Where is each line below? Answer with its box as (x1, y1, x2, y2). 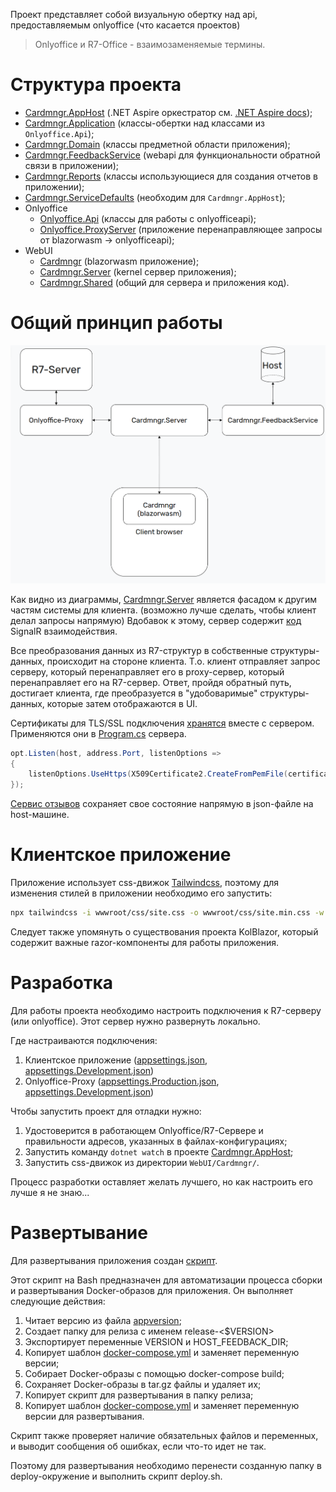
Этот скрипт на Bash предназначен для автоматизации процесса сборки (10, 1274, 323, 1286)
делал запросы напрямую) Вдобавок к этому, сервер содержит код (10, 614, 302, 626)
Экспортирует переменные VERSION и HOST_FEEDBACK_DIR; (24, 1335, 289, 1348)
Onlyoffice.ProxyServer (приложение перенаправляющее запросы (39, 223, 323, 235)
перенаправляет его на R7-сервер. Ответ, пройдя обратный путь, (10, 676, 292, 688)
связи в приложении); (24, 159, 119, 171)
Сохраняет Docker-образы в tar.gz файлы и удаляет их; (24, 1378, 262, 1390)
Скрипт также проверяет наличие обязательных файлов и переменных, (10, 1429, 319, 1441)
